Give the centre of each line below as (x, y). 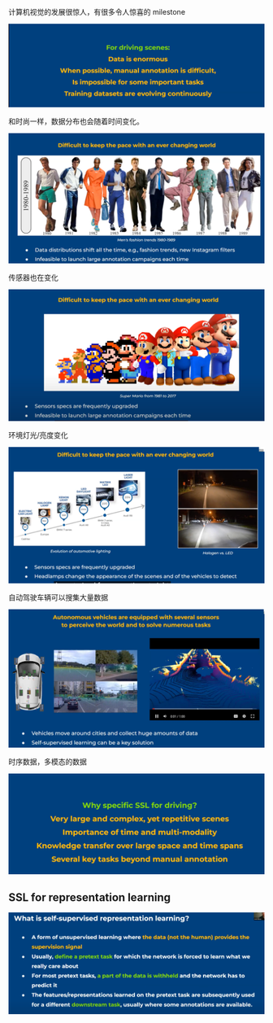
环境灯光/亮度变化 (39, 435)
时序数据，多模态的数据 (48, 762)
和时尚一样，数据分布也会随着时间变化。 (76, 121)
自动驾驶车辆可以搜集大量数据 (58, 597)
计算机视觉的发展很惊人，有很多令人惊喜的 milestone (97, 12)
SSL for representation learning (90, 897)
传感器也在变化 (33, 277)
